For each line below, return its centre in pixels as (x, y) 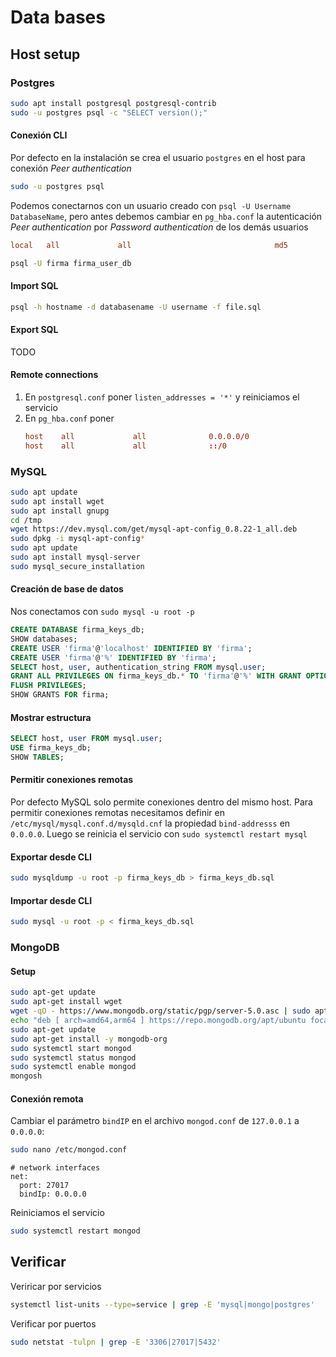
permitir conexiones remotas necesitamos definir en (117, 813)
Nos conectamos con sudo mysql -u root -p (102, 612)
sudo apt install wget (57, 501)
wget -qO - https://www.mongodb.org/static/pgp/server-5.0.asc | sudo (160, 1011)
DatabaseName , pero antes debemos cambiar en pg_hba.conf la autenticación (166, 216)
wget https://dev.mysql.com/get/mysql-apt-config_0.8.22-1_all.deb (154, 529)
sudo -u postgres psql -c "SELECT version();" (109, 112)
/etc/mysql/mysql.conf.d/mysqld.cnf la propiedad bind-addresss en (150, 823)
